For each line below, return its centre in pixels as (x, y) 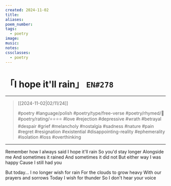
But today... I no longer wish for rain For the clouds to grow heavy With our (83, 172)
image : (12, 39)
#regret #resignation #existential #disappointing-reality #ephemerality (91, 132)
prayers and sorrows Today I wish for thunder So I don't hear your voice (81, 178)
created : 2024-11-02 (27, 10)
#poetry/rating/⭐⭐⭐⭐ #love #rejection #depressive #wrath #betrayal (90, 119)
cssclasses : (18, 52)
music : (12, 43)
